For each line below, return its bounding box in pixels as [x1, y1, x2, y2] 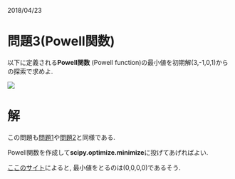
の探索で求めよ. [7, 67, 53, 76]
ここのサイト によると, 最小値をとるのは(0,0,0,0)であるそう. [7, 163, 181, 172]
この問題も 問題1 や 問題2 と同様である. [7, 133, 116, 141]
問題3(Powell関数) [7, 34, 115, 49]
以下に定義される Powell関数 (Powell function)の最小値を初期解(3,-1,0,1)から [7, 58, 229, 66]
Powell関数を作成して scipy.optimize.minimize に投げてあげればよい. [7, 148, 209, 156]
